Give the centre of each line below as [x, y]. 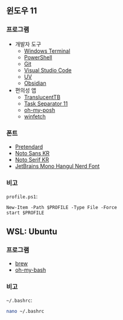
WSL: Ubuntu [32, 231]
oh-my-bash [30, 270]
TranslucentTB [42, 97]
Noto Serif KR [32, 159]
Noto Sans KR [32, 153]
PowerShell [38, 57]
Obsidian [35, 83]
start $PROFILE [25, 213]
